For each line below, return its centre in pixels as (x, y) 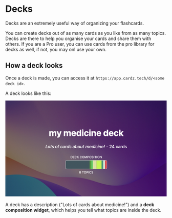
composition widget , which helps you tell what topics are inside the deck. (83, 210)
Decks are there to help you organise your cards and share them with (78, 38)
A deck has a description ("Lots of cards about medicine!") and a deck (80, 205)
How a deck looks (34, 65)
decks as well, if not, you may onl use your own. (56, 49)
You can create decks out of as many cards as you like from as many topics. (86, 33)
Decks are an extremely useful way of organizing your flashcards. (75, 23)
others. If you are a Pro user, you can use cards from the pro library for (80, 44)
